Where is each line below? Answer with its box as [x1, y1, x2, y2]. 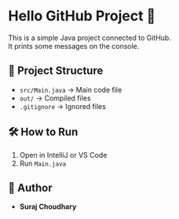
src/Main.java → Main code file [19, 85, 122, 94]
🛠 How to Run [8, 126, 79, 139]
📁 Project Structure [8, 64, 104, 78]
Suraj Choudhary [19, 202, 77, 211]
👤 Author [8, 181, 53, 195]
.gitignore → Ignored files [19, 101, 106, 111]
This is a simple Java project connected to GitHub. [8, 33, 171, 42]
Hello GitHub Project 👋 [8, 7, 156, 25]
